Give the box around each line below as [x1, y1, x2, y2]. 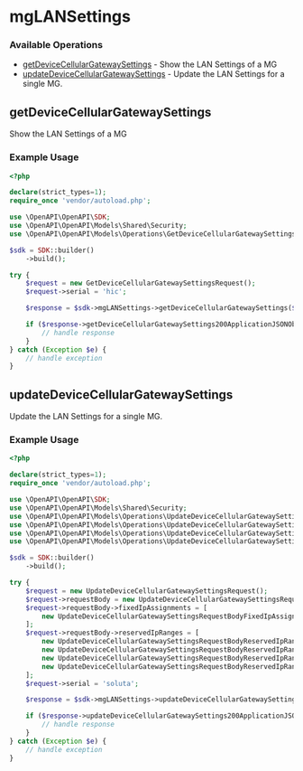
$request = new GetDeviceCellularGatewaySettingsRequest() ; [25, 278, 256, 288]
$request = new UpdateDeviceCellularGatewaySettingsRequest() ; [25, 586, 269, 596]
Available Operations [9, 39, 104, 52]
